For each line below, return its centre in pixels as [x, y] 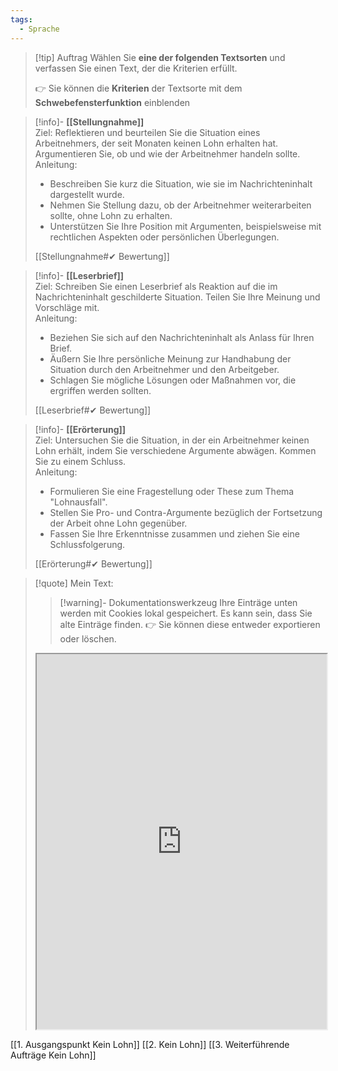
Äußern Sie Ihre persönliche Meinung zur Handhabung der [170, 358]
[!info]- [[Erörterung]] [80, 429]
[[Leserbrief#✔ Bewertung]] [93, 410]
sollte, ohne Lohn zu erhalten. [111, 215]
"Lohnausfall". [78, 502]
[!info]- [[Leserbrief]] [79, 275]
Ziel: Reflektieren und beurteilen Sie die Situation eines [147, 132]
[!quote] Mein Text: [74, 583]
